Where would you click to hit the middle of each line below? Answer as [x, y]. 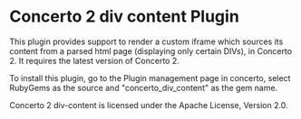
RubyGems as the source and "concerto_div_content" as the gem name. [144, 87]
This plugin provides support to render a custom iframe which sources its [146, 41]
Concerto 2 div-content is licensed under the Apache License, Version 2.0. [149, 105]
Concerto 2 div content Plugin [125, 17]
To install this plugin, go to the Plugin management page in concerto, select [150, 78]
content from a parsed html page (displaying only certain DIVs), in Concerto [151, 50]
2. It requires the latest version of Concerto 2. [94, 60]
